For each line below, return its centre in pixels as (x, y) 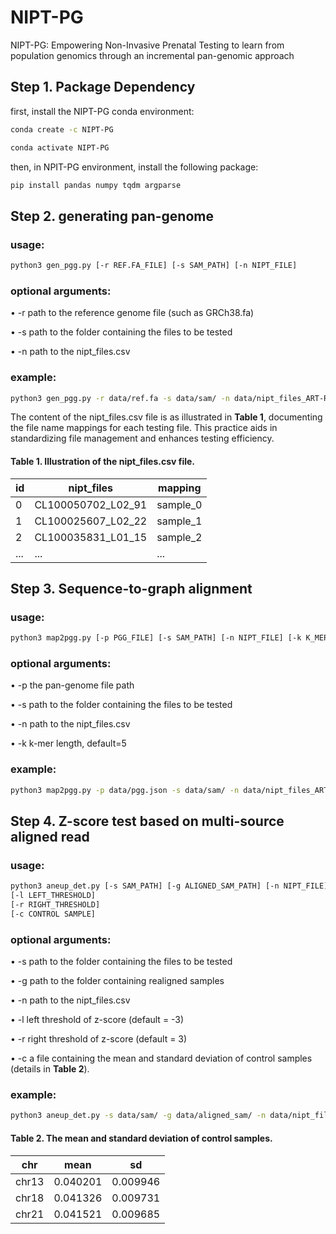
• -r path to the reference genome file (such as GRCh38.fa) (132, 313)
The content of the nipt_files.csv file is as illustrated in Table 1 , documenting (166, 417)
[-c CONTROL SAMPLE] (53, 914)
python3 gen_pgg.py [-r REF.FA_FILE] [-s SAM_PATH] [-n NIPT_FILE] (154, 266)
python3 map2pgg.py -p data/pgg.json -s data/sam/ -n (125, 790)
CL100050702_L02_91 (91, 504)
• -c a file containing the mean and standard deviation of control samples (161, 1058)
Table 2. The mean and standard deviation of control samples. (141, 1138)
